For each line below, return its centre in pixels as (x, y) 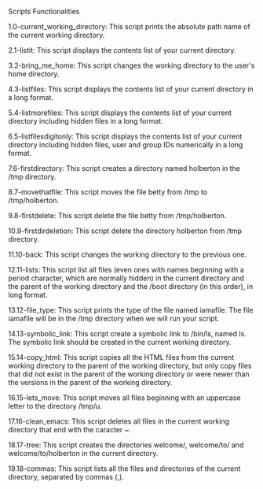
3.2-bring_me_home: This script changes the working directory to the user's (131, 65)
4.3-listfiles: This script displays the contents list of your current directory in (131, 89)
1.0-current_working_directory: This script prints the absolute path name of (130, 26)
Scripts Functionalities (44, 11)
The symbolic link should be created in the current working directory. (120, 342)
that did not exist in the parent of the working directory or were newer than (129, 374)
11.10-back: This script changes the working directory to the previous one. (128, 254)
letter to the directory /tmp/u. (55, 406)
